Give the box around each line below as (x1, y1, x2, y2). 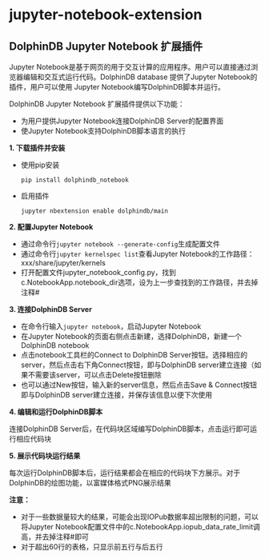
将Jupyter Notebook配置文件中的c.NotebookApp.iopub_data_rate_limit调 (20, 522, 261, 531)
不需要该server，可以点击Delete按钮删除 (27, 370, 163, 379)
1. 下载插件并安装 (9, 143, 66, 153)
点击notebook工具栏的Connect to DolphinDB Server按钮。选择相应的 (20, 350, 247, 359)
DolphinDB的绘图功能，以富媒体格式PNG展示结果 (9, 478, 171, 487)
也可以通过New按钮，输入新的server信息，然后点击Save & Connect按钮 (20, 380, 257, 389)
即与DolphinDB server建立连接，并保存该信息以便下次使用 (20, 390, 213, 399)
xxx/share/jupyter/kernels (20, 258, 106, 267)
